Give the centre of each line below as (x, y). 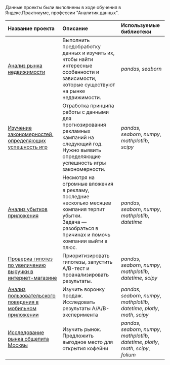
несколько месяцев (87, 203)
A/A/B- (101, 308)
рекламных (77, 131)
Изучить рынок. (82, 329)
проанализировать (86, 275)
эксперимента (80, 315)
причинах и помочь (87, 235)
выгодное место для (88, 342)
